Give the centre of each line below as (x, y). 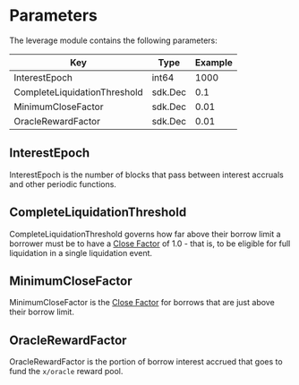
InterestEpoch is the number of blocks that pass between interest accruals (146, 175)
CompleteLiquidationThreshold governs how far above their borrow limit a (145, 234)
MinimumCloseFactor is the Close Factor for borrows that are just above (142, 303)
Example (214, 62)
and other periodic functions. (63, 184)
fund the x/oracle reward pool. (66, 372)
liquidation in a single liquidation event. (81, 252)
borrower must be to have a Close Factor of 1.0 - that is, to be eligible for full (150, 244)
